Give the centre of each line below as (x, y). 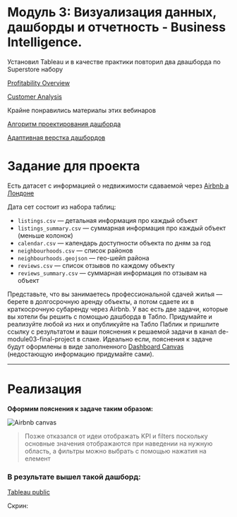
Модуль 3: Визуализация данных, (112, 12)
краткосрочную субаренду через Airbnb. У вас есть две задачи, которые (118, 309)
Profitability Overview (39, 83)
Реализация (45, 389)
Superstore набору (35, 69)
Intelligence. (45, 42)
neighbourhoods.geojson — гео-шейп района (83, 257)
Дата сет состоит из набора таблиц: (62, 207)
